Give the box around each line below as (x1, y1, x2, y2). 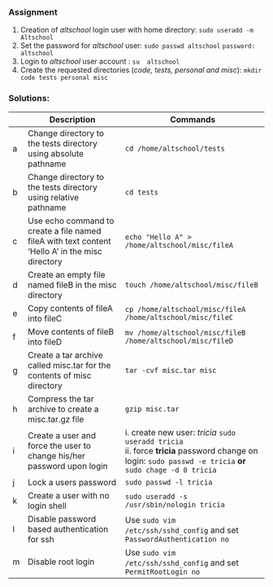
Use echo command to (28, 215, 115, 226)
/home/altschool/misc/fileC (124, 313, 234, 322)
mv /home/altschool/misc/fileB (124, 328, 246, 337)
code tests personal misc (19, 74, 108, 82)
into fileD (28, 336, 63, 348)
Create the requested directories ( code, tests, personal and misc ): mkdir (19, 65, 262, 75)
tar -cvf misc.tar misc (124, 366, 217, 375)
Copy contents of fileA (28, 302, 114, 313)
